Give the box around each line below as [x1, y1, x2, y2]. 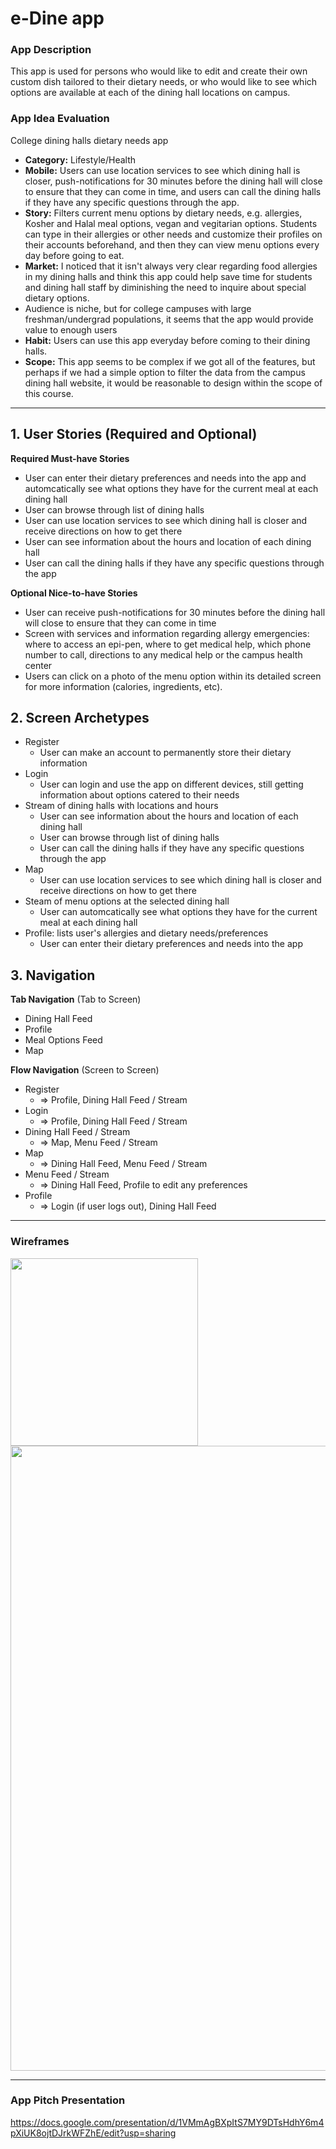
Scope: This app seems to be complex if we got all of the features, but [24, 355, 316, 367]
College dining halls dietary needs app [10, 134, 169, 146]
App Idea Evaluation [10, 112, 110, 126]
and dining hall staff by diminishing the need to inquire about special [24, 281, 307, 293]
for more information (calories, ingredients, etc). [24, 680, 223, 692]
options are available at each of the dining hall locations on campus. [10, 87, 291, 99]
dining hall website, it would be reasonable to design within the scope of [24, 377, 323, 389]
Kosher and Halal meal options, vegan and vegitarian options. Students [24, 217, 318, 229]
